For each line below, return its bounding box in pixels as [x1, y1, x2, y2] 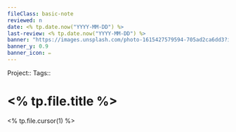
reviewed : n [7, 17, 42, 24]
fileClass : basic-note [7, 10, 74, 18]
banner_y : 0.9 [7, 43, 49, 50]
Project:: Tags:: [7, 68, 51, 77]
